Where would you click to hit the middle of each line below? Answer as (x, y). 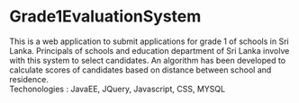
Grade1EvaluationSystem (105, 17)
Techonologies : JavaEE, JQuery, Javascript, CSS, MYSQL (118, 89)
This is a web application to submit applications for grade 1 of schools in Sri (149, 41)
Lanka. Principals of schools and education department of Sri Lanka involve (149, 50)
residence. (29, 79)
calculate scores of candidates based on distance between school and (140, 70)
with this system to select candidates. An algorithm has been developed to (148, 60)
